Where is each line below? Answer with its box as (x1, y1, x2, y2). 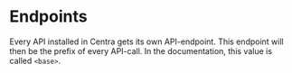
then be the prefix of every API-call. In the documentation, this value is (9, 45, 273, 56)
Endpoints (9, 6, 88, 27)
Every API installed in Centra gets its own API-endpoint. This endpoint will (9, 36, 284, 47)
